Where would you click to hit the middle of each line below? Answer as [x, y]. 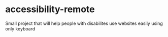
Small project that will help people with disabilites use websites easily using [84, 23]
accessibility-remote [50, 9]
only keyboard [20, 28]
